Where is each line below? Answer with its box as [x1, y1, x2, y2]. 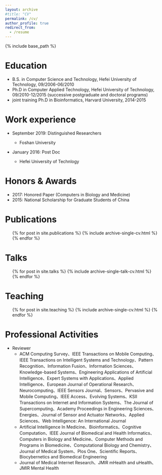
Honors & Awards [5, 176, 77, 187]
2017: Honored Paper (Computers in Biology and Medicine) [12, 191, 130, 197]
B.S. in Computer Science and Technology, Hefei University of [12, 76, 137, 82]
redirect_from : [5, 25, 36, 30]
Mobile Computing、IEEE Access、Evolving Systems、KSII [19, 393, 138, 399]
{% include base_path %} [5, 43, 56, 49]
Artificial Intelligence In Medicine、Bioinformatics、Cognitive [19, 424, 142, 430]
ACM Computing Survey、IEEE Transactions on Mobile [19, 351, 129, 357]
